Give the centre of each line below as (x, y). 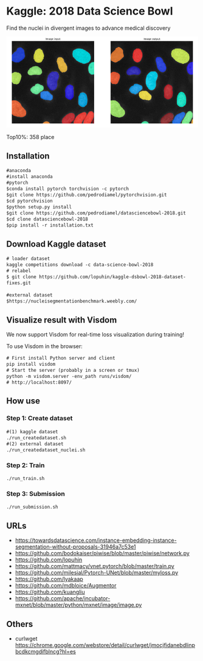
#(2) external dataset (35, 444)
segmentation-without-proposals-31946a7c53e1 (75, 547)
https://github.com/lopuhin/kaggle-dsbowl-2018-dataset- (112, 277)
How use (23, 401)
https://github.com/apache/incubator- (63, 598)
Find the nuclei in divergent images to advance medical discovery (88, 28)
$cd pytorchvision (29, 201)
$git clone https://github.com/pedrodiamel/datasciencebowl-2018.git (96, 213)
